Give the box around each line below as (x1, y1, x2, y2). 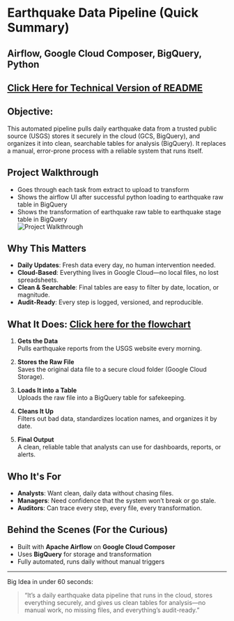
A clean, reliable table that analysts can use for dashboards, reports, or (17, 443, 221, 451)
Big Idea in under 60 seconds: (7, 577, 94, 585)
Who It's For (7, 470, 61, 482)
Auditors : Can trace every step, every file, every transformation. (17, 504, 203, 512)
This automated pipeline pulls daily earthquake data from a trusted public (7, 124, 217, 133)
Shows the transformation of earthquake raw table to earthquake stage (17, 207, 221, 216)
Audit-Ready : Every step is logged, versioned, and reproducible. (17, 298, 203, 306)
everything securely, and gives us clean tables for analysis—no (24, 598, 206, 606)
